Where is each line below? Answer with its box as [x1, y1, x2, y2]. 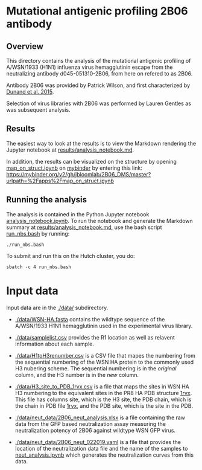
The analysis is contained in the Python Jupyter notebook [6, 210, 150, 218]
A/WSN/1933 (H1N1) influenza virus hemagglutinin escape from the [6, 63, 173, 71]
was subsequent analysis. [6, 106, 71, 113]
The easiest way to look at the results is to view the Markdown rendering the [6, 140, 197, 147]
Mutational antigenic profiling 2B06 [6, 4, 188, 18]
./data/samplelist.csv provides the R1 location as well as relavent [14, 333, 175, 341]
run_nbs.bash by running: [6, 230, 70, 237]
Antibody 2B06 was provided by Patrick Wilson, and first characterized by [6, 82, 191, 89]
